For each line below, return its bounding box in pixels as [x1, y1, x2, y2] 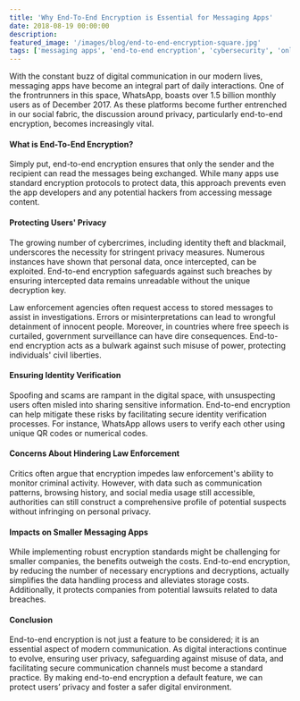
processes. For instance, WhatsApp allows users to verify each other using [9, 418, 286, 429]
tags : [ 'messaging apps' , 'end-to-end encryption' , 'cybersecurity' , [9, 46, 274, 55]
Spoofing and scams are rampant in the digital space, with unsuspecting [9, 390, 276, 401]
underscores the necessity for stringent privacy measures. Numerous [9, 247, 265, 258]
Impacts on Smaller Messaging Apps [9, 527, 149, 537]
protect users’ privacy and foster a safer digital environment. [9, 681, 232, 693]
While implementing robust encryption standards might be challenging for [9, 546, 281, 557]
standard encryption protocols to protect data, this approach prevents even [9, 178, 287, 189]
